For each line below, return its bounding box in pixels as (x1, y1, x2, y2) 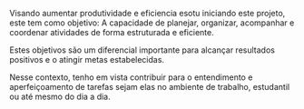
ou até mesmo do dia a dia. (9, 91, 111, 102)
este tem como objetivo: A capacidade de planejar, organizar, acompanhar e (9, 17, 295, 28)
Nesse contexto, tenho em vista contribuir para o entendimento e (9, 72, 253, 83)
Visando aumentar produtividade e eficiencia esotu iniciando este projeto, (9, 8, 286, 18)
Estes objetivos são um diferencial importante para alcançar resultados (9, 45, 275, 55)
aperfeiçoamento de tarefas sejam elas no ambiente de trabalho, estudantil (9, 82, 290, 92)
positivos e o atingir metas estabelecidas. (9, 54, 165, 64)
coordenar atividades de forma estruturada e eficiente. (9, 27, 215, 37)
